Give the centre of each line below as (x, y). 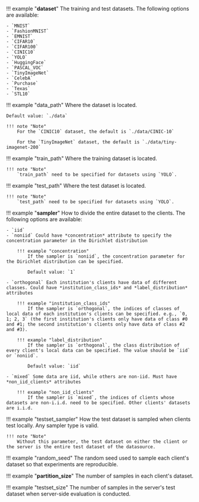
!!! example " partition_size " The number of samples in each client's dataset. (100, 476)
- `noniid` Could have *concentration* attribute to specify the (89, 235)
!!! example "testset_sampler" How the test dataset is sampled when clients (98, 419)
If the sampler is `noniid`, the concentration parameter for (106, 256)
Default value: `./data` (37, 116)
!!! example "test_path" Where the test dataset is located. (76, 186)
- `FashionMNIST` (28, 31)
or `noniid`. (22, 356)
